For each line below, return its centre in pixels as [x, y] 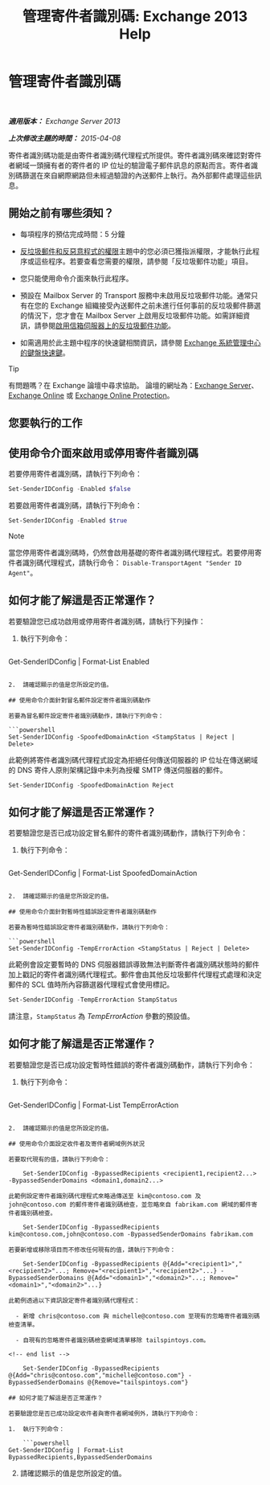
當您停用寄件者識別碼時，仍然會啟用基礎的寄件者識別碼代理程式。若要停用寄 [135, 552]
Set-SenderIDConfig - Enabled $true [68, 520]
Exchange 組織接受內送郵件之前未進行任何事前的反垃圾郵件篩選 [155, 305]
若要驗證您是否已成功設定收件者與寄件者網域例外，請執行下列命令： [104, 1413]
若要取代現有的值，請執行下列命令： [59, 1159]
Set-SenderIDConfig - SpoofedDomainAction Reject [91, 785]
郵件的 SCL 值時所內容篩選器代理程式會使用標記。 [91, 984]
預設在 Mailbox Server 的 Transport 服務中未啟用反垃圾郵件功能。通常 [135, 295]
